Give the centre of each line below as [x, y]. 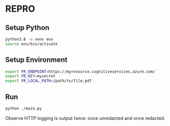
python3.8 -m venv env [29, 39]
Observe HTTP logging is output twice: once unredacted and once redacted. [85, 118]
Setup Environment [36, 60]
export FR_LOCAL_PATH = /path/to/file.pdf [49, 81]
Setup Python [27, 28]
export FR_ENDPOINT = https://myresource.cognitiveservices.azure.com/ [80, 72]
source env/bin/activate [31, 44]
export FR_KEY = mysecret [30, 76]
